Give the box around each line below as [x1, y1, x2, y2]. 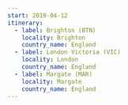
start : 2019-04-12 [7, 11, 68, 20]
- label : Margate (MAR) [14, 70, 92, 78]
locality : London [21, 56, 79, 64]
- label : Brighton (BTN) [14, 26, 96, 34]
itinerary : [7, 19, 43, 27]
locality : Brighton [21, 33, 86, 42]
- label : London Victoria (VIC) [14, 48, 122, 56]
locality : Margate [21, 77, 82, 85]
